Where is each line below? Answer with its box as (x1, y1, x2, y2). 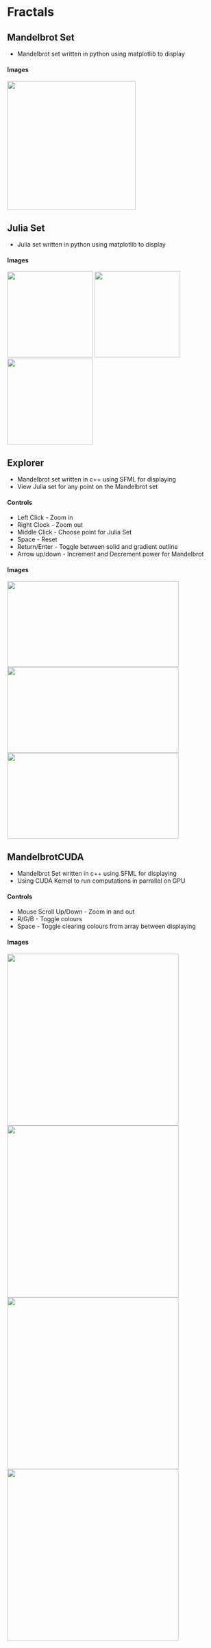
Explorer (7, 457, 45, 469)
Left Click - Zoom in (16, 513, 73, 522)
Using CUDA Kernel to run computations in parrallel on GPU (16, 877, 186, 885)
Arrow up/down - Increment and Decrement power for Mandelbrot (16, 550, 204, 558)
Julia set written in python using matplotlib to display (16, 240, 166, 249)
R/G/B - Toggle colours (16, 915, 82, 923)
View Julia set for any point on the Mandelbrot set (16, 482, 158, 491)
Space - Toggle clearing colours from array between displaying (16, 922, 197, 931)
